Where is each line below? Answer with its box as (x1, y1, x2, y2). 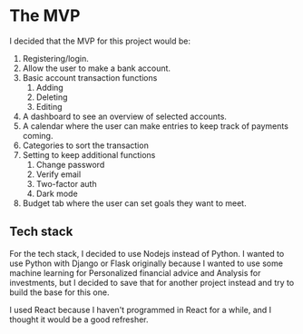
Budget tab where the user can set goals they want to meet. (22, 197, 247, 209)
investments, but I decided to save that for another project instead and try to (9, 277, 295, 288)
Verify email (35, 169, 82, 180)
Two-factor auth (35, 178, 97, 189)
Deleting (35, 92, 68, 103)
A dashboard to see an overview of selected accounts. (22, 111, 227, 122)
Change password (35, 159, 105, 170)
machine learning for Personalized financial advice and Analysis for (9, 267, 261, 278)
